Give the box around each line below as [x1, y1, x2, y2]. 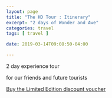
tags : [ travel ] [6, 31, 49, 37]
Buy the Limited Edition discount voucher [6, 86, 106, 92]
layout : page [6, 8, 38, 15]
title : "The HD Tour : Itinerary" [6, 14, 91, 20]
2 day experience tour [6, 63, 60, 70]
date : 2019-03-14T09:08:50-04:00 [6, 41, 88, 47]
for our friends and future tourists [6, 74, 87, 81]
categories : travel [6, 25, 54, 31]
